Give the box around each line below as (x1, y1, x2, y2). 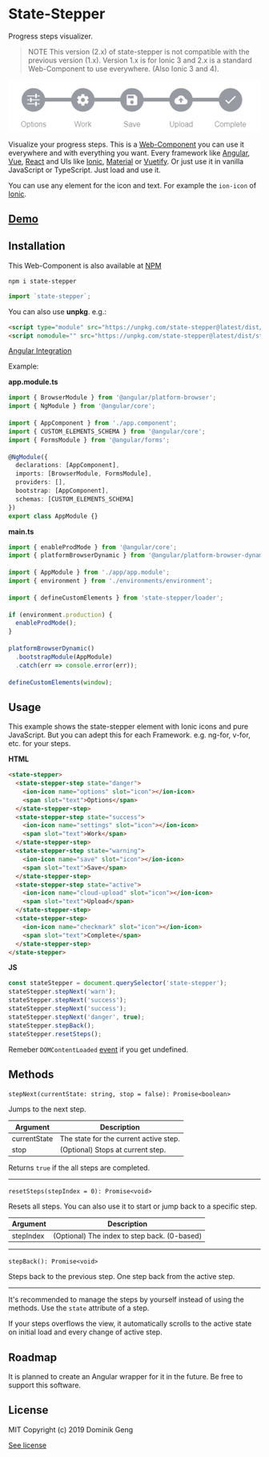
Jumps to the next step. (8, 1104, 86, 1114)
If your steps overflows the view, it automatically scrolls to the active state (8, 1319, 252, 1329)
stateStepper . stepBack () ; (8, 1021, 94, 1030)
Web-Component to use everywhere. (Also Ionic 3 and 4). (27, 63, 219, 73)
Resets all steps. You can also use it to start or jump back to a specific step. (8, 1201, 258, 1211)
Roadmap (8, 1350, 58, 1364)
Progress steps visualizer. (8, 31, 94, 41)
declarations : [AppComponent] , (15, 462, 120, 470)
